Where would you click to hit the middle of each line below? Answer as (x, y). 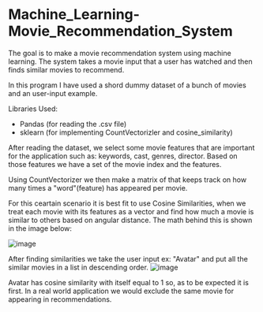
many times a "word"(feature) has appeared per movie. (98, 188)
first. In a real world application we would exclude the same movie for (121, 291)
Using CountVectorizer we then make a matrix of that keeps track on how (128, 180)
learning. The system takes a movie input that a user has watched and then (130, 61)
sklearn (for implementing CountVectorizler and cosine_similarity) (126, 132)
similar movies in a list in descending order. (78, 267)
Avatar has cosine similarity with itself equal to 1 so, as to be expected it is (128, 282)
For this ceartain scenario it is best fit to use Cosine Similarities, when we (127, 203)
